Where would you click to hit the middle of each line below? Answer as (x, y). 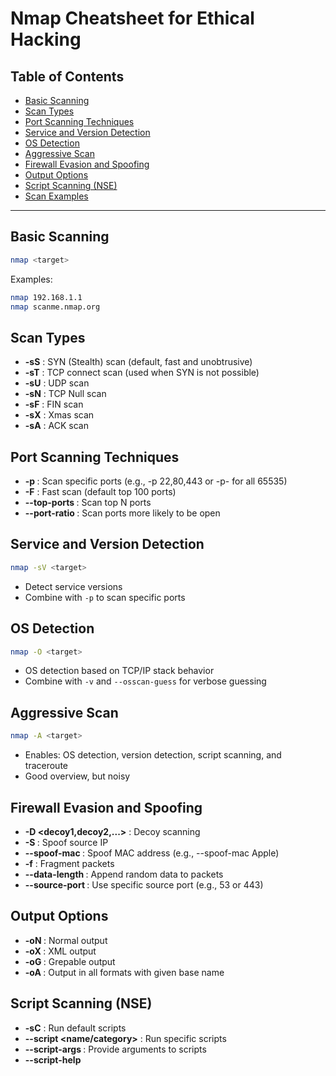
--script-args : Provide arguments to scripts (115, 1049)
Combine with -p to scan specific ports (105, 597)
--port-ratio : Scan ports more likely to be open (122, 513)
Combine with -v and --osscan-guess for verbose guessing (145, 681)
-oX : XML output (60, 951)
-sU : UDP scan (57, 383)
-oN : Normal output (66, 940)
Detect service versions (73, 586)
